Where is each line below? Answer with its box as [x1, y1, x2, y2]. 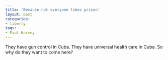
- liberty [5, 21, 26, 26]
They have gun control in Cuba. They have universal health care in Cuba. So [5, 44, 163, 50]
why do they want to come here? [5, 49, 73, 55]
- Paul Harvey [5, 30, 35, 35]
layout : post [5, 12, 33, 17]
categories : [5, 16, 30, 21]
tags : [5, 26, 17, 31]
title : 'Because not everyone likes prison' [5, 7, 100, 12]
